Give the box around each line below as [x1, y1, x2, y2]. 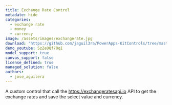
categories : [5, 17, 31, 22]
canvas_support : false [5, 55, 54, 60]
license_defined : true [5, 60, 54, 65]
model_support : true [5, 50, 50, 55]
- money [10, 27, 27, 32]
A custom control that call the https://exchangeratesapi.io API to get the [5, 88, 157, 94]
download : [5, 41, 27, 46]
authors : [5, 70, 24, 75]
